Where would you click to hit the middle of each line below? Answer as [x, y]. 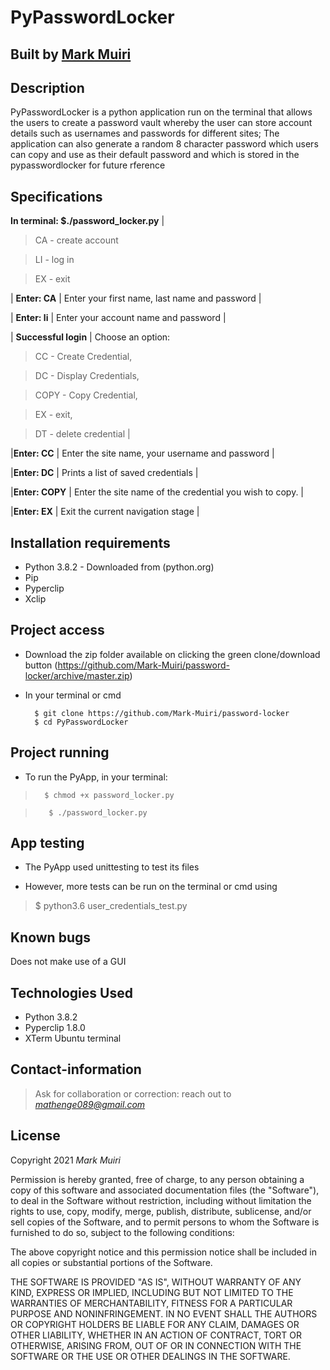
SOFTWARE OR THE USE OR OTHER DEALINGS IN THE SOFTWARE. [150, 1356]
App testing [47, 843]
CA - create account [76, 240]
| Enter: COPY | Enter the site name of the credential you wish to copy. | [157, 492]
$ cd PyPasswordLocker [81, 722]
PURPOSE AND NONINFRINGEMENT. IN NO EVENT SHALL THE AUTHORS [164, 1313]
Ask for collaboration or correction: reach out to [133, 1093]
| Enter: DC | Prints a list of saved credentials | [104, 473]
